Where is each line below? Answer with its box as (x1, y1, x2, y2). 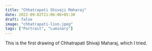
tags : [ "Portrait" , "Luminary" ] (5, 26, 73, 31)
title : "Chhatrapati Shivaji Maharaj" (5, 7, 87, 13)
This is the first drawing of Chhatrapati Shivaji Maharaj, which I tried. (5, 40, 147, 46)
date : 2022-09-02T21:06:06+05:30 (5, 12, 75, 17)
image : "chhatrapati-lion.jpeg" (5, 21, 73, 27)
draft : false (5, 17, 33, 22)
